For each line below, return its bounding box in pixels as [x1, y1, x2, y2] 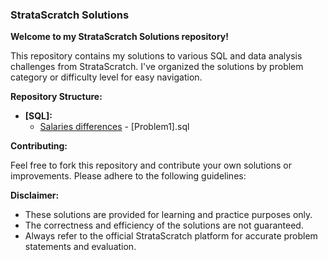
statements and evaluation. [24, 241, 137, 253]
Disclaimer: [10, 189, 60, 202]
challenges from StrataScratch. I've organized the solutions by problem [10, 61, 304, 73]
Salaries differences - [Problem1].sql [39, 121, 190, 133]
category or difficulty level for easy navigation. [10, 71, 203, 83]
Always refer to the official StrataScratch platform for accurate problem [24, 230, 318, 242]
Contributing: [10, 140, 68, 152]
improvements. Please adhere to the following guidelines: [10, 170, 247, 182]
